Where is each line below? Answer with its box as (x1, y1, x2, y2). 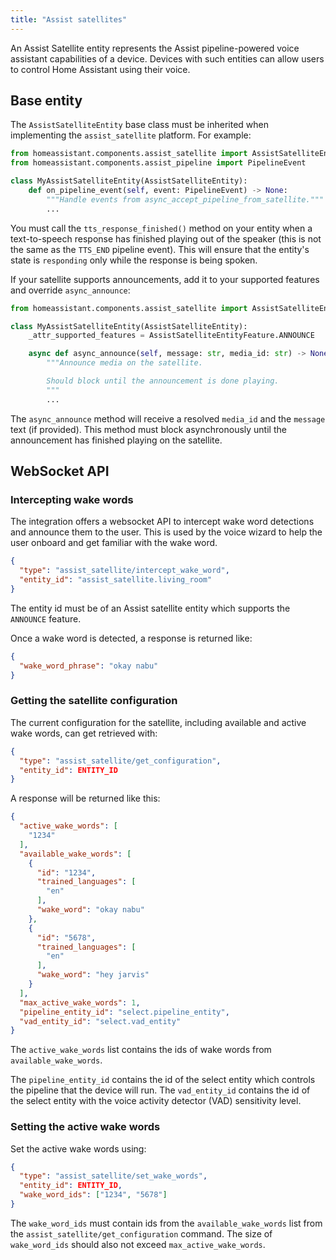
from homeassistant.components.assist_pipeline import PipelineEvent (10, 158, 307, 168)
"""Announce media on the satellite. (46, 358, 203, 368)
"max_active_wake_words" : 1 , (19, 997, 141, 1008)
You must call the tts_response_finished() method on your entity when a (10, 222, 313, 234)
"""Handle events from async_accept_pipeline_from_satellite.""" (46, 194, 325, 205)
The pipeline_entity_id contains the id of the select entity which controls (10, 1074, 316, 1086)
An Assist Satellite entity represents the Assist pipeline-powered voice (10, 42, 300, 54)
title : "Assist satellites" (10, 14, 128, 25)
